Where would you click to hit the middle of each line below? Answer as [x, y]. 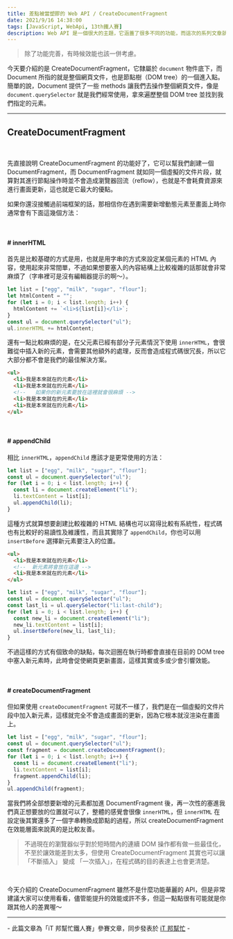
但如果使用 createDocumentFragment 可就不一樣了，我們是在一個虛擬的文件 [113, 707]
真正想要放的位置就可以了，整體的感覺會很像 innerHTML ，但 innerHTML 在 [116, 812]
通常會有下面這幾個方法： [44, 213]
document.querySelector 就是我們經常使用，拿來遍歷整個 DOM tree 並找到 [112, 95]
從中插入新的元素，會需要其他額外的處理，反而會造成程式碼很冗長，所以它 [119, 351]
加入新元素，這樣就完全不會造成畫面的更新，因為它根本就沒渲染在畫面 [119, 715]
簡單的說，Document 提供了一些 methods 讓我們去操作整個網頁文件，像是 [113, 86]
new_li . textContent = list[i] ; [59, 625]
